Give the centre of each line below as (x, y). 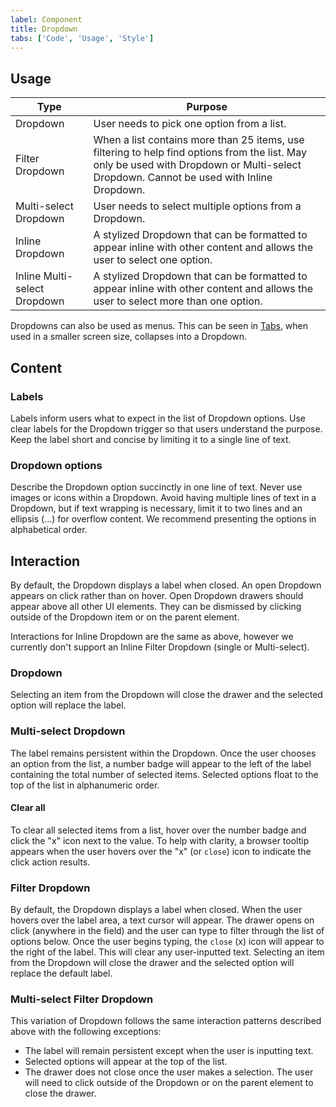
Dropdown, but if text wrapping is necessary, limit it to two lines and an (156, 508)
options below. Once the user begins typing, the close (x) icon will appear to (167, 942)
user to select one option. (153, 260)
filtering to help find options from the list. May (200, 153)
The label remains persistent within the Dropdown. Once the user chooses (163, 753)
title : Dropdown (44, 29)
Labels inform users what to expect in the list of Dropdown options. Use (158, 418)
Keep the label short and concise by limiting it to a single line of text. (151, 439)
